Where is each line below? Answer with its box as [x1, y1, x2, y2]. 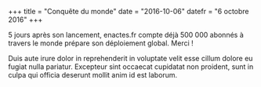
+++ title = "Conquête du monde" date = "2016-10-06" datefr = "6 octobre [8, 7, 249, 16]
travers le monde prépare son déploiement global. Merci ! [8, 38, 194, 48]
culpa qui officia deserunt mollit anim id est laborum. [8, 71, 178, 79]
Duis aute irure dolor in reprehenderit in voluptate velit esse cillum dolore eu [8, 54, 253, 63]
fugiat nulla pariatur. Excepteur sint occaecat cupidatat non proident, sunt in [8, 62, 254, 71]
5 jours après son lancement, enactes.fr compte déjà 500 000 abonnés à [8, 31, 245, 39]
